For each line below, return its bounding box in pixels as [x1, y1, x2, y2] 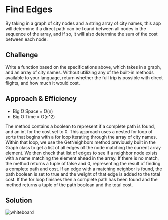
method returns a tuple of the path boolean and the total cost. [5, 182, 133, 188]
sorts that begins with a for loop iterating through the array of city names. [5, 134, 157, 140]
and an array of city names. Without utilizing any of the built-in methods [5, 69, 154, 75]
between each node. [5, 36, 48, 42]
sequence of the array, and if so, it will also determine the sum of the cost [5, 31, 158, 37]
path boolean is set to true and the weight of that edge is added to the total [5, 171, 161, 177]
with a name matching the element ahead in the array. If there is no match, [5, 155, 159, 161]
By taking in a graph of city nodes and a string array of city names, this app [5, 20, 161, 26]
